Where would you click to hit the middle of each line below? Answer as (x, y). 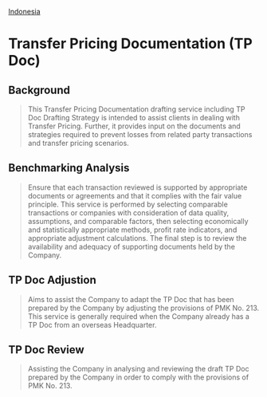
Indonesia (25, 12)
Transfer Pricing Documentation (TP (130, 44)
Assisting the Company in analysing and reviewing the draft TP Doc (138, 369)
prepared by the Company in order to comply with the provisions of (138, 377)
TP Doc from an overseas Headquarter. (92, 324)
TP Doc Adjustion (53, 280)
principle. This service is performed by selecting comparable (128, 204)
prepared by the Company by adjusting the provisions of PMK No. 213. (143, 308)
